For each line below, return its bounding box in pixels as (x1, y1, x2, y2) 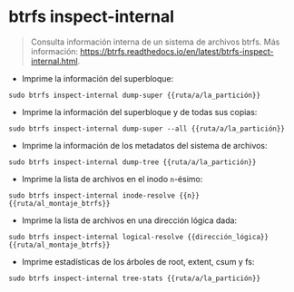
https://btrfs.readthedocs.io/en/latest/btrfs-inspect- (80, 45, 274, 56)
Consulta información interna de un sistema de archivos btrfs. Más (30, 36, 280, 47)
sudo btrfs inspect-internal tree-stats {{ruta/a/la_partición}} (8, 274, 260, 283)
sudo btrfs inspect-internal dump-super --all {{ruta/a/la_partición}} (8, 124, 285, 133)
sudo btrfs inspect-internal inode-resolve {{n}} (8, 190, 201, 200)
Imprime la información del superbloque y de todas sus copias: (21, 106, 258, 117)
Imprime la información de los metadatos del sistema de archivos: (21, 140, 269, 151)
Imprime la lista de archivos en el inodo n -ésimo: (21, 173, 203, 184)
